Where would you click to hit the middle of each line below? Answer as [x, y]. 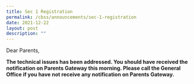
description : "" [26, 34]
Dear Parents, [23, 50]
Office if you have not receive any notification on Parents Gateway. [90, 75]
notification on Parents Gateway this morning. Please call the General [93, 68]
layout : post [22, 28]
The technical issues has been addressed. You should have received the [97, 62]
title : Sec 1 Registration [39, 12]
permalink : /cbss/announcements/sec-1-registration [71, 17]
